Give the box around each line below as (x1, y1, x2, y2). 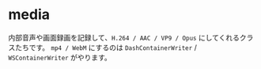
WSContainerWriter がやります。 (8, 52, 112, 62)
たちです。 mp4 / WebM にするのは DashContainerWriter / (14, 42, 198, 52)
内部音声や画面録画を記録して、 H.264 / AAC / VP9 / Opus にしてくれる (8, 33, 240, 42)
